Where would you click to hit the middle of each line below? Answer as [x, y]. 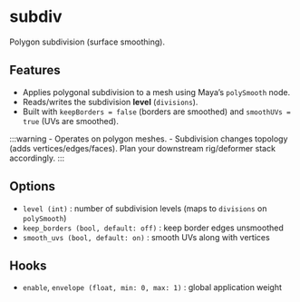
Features [35, 70]
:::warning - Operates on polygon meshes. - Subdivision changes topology [149, 139]
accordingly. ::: [37, 158]
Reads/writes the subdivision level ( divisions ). [110, 102]
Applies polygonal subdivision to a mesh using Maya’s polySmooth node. [156, 92]
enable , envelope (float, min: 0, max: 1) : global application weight [152, 287]
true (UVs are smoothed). [71, 121]
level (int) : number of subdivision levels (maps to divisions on [145, 208]
